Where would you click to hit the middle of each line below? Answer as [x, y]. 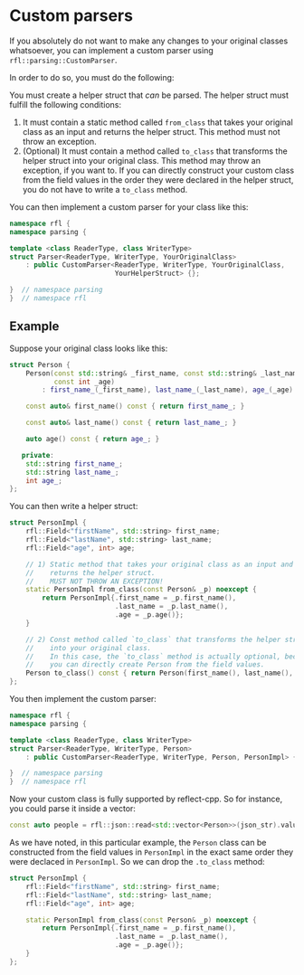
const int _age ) [85, 382]
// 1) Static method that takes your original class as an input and [160, 564]
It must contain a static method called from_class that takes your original [158, 122]
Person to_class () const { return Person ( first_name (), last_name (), [160, 673]
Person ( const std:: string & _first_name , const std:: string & [141, 373]
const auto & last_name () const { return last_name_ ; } [131, 423]
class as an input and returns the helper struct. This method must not [151, 131]
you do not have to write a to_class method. [105, 189]
